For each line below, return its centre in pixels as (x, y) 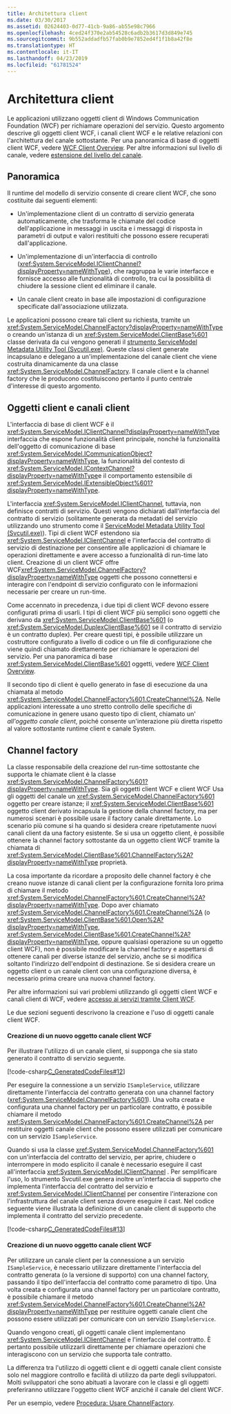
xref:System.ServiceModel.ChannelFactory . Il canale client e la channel (108, 371)
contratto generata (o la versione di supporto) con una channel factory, (108, 1275)
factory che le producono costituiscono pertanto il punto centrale (100, 379)
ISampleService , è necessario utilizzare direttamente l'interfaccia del (104, 1268)
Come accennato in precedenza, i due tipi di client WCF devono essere (108, 606)
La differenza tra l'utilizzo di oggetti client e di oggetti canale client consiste (114, 1368)
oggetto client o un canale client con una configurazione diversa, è (102, 971)
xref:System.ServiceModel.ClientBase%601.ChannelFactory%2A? (100, 855)
